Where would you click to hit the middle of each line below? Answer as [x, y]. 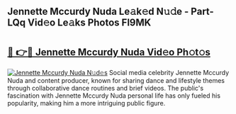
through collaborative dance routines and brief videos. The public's [106, 88]
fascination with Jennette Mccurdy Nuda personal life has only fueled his [114, 96]
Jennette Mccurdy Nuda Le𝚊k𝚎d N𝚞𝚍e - [98, 12]
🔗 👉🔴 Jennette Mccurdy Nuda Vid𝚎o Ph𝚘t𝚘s [109, 52]
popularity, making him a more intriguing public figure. [86, 103]
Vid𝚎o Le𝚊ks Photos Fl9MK [89, 23]
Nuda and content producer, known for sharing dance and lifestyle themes [116, 80]
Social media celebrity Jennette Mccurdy [169, 73]
